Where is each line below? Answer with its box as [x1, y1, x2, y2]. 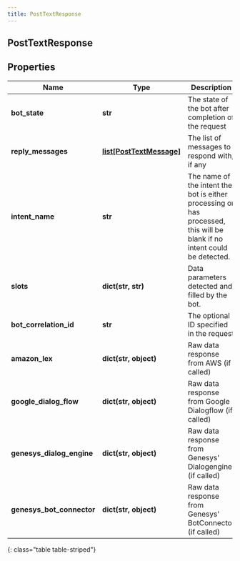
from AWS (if [188, 358, 231, 368]
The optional [188, 310, 230, 320]
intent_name [11, 212, 55, 222]
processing [188, 198, 226, 208]
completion [188, 112, 226, 122]
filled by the [188, 290, 227, 300]
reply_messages [11, 146, 68, 156]
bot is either [188, 189, 228, 199]
